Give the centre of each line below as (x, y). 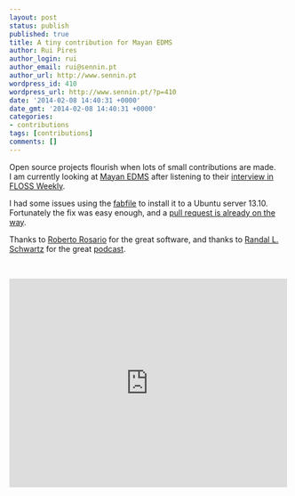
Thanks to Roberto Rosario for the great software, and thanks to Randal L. (144, 239)
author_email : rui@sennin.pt (63, 68)
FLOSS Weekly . (37, 186)
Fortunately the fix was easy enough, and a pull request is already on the (142, 212)
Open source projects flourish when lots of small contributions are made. (143, 167)
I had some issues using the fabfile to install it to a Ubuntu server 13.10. (139, 203)
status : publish (39, 26)
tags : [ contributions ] (51, 134)
